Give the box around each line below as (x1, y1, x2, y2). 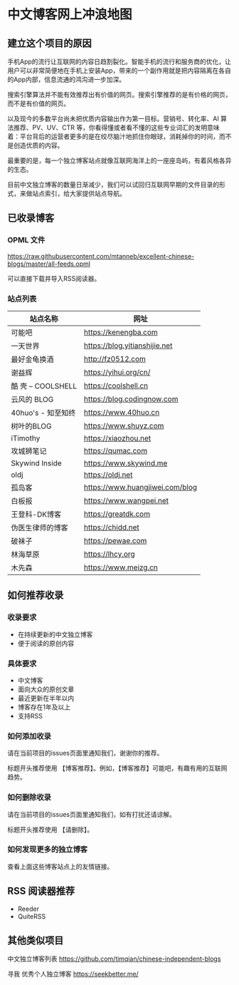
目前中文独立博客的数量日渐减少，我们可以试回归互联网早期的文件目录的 (7, 180, 219, 189)
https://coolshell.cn (83, 381, 149, 391)
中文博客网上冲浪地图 (7, 6, 133, 23)
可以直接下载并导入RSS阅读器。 (7, 274, 101, 282)
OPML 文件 (7, 235, 46, 245)
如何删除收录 (7, 793, 52, 803)
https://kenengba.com (83, 327, 158, 337)
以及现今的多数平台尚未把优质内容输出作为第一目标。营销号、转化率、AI (7, 115, 219, 123)
